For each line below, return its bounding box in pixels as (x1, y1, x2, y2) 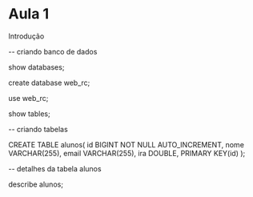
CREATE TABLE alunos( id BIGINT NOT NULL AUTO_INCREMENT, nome (8, 139, 244, 149)
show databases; (8, 62, 65, 72)
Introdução (8, 31, 45, 41)
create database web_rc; (8, 78, 90, 87)
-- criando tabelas (8, 124, 68, 134)
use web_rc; (8, 93, 49, 103)
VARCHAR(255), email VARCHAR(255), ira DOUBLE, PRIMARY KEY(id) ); (8, 148, 246, 158)
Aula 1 (8, 5, 50, 23)
